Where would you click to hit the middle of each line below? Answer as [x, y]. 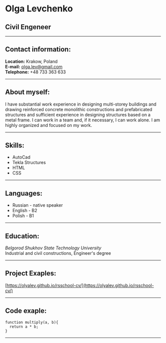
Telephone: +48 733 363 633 [36, 72]
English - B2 [25, 211]
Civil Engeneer [28, 27]
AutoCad [21, 157]
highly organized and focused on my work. [49, 125]
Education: [22, 236]
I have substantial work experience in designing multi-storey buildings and [81, 104]
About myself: [28, 92]
